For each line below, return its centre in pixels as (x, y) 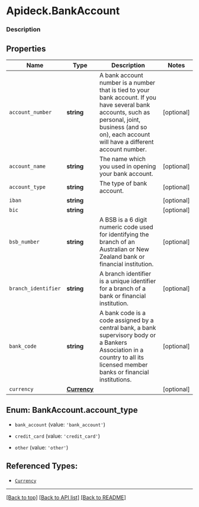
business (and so (123, 127)
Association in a (121, 349)
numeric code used (126, 227)
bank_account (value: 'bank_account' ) (60, 424)
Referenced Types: (42, 466)
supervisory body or (127, 335)
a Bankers (113, 342)
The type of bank (123, 183)
